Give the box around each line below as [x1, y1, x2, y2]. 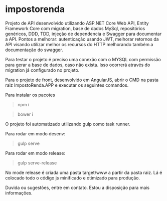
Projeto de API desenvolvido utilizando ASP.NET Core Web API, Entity [5, 20, 149, 26]
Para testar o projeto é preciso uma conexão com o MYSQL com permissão [5, 56, 161, 62]
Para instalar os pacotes [5, 92, 55, 98]
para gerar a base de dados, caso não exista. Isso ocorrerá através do [5, 62, 150, 68]
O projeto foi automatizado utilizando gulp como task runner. [5, 121, 130, 127]
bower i [17, 111, 34, 117]
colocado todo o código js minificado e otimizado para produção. [5, 174, 140, 181]
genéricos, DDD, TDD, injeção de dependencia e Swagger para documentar [5, 31, 162, 37]
